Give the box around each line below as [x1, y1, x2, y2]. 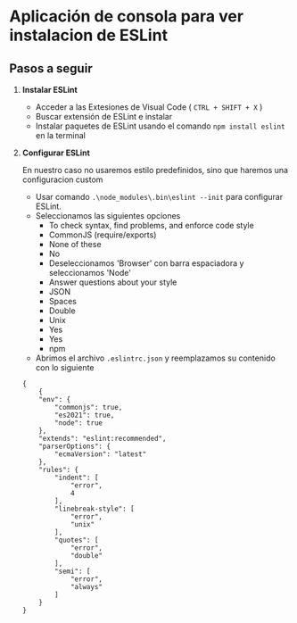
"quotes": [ [54, 536, 99, 544]
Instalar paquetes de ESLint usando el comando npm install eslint [35, 120, 285, 131]
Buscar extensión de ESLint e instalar [35, 112, 172, 121]
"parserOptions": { [38, 442, 111, 451]
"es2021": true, [54, 411, 115, 419]
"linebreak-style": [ [54, 504, 136, 513]
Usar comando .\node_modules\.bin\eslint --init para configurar [35, 192, 284, 202]
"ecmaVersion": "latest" [54, 450, 147, 459]
